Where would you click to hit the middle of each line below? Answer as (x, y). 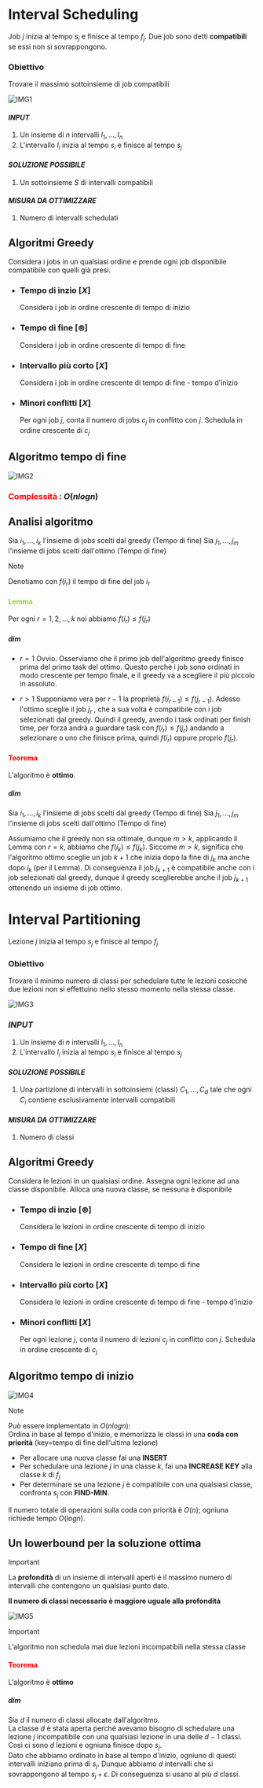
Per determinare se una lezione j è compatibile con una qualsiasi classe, (136, 1484)
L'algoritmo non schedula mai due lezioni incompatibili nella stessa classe (127, 1647)
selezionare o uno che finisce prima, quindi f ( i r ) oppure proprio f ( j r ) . (128, 739)
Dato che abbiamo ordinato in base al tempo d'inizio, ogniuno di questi (122, 1755)
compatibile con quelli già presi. (60, 270)
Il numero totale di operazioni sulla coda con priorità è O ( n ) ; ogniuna (119, 1510)
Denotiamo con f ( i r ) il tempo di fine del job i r (79, 582)
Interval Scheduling (73, 15)
